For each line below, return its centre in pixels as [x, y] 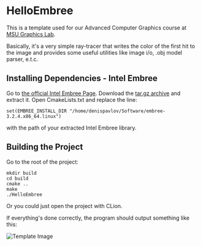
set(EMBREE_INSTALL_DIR [37, 111]
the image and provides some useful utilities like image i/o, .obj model [94, 52]
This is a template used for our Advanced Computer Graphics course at [97, 28]
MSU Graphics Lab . [31, 34]
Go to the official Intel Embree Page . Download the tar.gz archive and [93, 93]
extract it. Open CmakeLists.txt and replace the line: [72, 99]
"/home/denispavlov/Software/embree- [118, 111]
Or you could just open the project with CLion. [64, 206]
